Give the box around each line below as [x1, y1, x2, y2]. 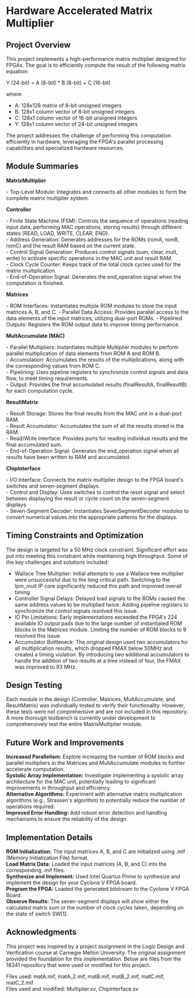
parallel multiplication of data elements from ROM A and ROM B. [6, 350, 161, 357]
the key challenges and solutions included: [6, 558, 110, 566]
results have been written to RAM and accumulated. [6, 453, 131, 461]
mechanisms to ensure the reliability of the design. [6, 816, 128, 823]
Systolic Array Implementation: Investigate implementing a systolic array [6, 772, 184, 779]
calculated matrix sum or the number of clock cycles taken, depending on [6, 904, 184, 911]
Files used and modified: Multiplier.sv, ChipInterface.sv [6, 985, 139, 992]
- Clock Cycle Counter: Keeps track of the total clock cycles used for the [6, 261, 182, 268]
